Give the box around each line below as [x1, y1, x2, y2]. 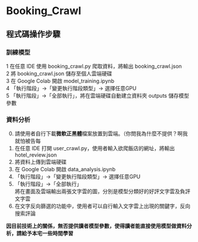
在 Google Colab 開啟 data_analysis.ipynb [14, 166, 116, 173]
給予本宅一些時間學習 [21, 230, 74, 237]
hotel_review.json [14, 151, 57, 158]
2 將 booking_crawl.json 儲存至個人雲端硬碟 [6, 69, 113, 77]
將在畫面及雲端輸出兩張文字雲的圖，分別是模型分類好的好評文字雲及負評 [14, 188, 190, 195]
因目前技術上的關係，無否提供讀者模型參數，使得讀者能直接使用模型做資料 [6, 223, 187, 230]
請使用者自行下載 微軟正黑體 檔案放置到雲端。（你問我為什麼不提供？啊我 [14, 130, 188, 137]
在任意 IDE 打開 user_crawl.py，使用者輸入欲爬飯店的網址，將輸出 [14, 145, 175, 152]
